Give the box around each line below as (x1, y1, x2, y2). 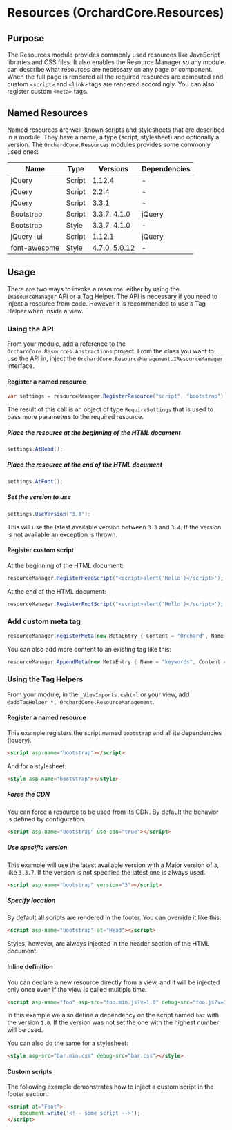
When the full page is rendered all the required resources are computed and (7, 72, 224, 81)
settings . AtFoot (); (7, 478, 64, 485)
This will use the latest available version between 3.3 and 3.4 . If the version (7, 523, 222, 531)
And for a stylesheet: (7, 761, 67, 770)
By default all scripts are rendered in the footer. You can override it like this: (7, 913, 222, 922)
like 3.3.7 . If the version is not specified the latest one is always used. (7, 868, 206, 876)
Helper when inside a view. (7, 306, 84, 315)
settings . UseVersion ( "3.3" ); (7, 510, 91, 517)
